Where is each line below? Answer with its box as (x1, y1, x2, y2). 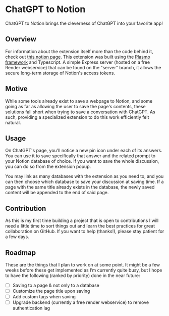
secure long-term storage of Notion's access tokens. (5, 70, 115, 76)
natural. (5, 119, 21, 125)
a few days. (5, 234, 29, 240)
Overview (5, 35, 37, 43)
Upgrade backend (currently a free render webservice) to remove (12, 299, 149, 305)
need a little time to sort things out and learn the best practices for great (5, 223, 155, 229)
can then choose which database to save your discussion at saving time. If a (5, 178, 164, 185)
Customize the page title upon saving (12, 288, 90, 294)
